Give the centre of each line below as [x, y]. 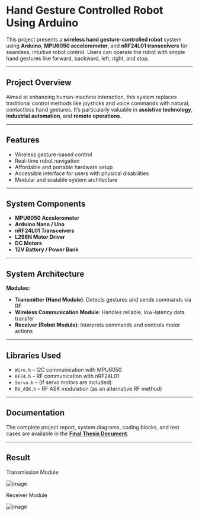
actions [24, 331]
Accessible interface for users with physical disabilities [82, 173]
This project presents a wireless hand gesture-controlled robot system [94, 39]
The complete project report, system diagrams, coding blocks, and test [93, 427]
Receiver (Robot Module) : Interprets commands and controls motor [97, 325]
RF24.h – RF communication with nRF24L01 [67, 376]
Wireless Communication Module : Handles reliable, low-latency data [99, 312]
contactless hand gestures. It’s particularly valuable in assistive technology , [99, 109]
